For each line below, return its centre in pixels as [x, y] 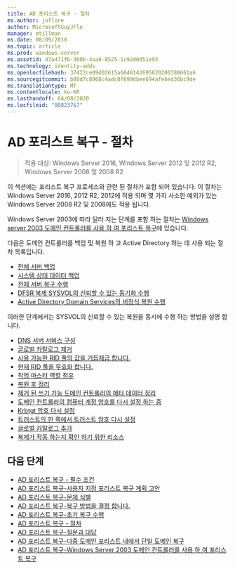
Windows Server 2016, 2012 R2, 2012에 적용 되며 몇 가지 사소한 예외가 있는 [112, 195]
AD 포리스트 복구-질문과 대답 [57, 532]
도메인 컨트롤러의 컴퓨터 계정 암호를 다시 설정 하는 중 [89, 402]
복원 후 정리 [34, 384]
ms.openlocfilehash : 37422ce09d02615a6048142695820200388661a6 [102, 72]
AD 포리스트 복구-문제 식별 [54, 497]
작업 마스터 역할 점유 [46, 375]
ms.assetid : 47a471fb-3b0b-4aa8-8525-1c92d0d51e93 [83, 60]
